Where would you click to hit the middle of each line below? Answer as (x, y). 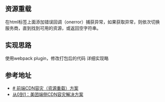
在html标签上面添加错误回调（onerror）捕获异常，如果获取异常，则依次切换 (82, 22)
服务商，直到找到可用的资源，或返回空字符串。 (53, 28)
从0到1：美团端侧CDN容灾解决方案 (48, 95)
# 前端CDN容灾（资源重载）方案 (45, 88)
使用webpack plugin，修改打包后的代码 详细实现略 (57, 58)
